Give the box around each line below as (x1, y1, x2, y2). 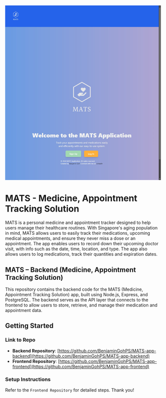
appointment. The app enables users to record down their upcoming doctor (5, 241, 159, 247)
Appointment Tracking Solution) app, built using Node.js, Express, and (5, 292, 148, 298)
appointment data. (5, 308, 42, 313)
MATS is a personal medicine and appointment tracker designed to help (5, 220, 151, 225)
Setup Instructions (5, 376, 51, 383)
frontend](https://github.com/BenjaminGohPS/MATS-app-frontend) (12, 363, 150, 369)
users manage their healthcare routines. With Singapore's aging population (5, 225, 158, 231)
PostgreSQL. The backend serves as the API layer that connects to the (5, 297, 149, 303)
